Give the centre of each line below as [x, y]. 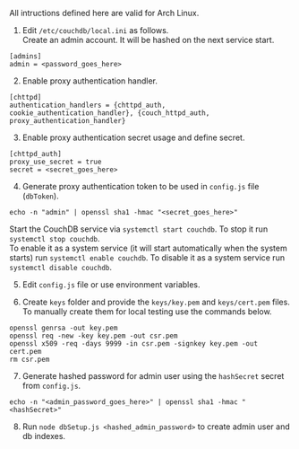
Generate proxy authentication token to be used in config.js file [141, 186]
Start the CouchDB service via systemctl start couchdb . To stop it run [139, 229]
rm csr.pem [30, 359]
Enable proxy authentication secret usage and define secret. [133, 137]
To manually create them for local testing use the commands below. [147, 312]
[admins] [26, 57]
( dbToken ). [41, 196]
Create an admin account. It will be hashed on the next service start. [148, 40]
